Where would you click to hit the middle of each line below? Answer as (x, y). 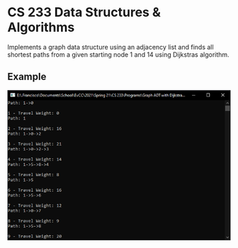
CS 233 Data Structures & (84, 12)
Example (27, 77)
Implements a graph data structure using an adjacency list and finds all (110, 47)
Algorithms (41, 27)
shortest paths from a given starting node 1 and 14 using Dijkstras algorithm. (118, 55)
